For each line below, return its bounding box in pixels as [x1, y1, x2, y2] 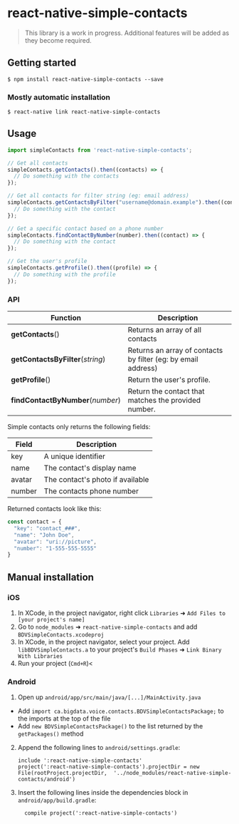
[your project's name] [17, 616, 85, 623]
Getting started [7, 57, 77, 69]
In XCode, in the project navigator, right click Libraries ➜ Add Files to [17, 608, 226, 617]
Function [51, 313, 82, 323]
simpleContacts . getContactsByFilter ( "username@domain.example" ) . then [7, 199, 218, 206]
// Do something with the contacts [14, 172, 119, 180]
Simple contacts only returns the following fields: [7, 423, 151, 431]
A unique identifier [43, 451, 105, 461]
